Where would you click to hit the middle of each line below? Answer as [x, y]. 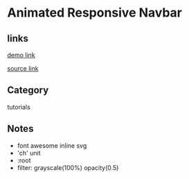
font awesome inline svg [52, 145]
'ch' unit [29, 153]
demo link [21, 55]
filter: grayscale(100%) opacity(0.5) [68, 167]
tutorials [19, 107]
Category [28, 91]
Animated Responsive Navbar [94, 13]
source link [23, 68]
